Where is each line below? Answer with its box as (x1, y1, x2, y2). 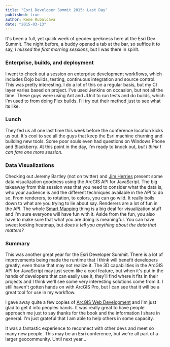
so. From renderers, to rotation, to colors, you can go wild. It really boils (5, 195, 155, 201)
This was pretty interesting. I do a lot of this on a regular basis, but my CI (5, 81, 157, 88)
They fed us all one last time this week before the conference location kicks (5, 127, 163, 133)
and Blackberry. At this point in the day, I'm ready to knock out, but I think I (5, 143, 161, 150)
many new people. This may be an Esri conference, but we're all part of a (5, 331, 158, 337)
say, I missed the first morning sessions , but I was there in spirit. (5, 46, 140, 52)
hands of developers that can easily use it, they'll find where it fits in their (5, 273, 158, 279)
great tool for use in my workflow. (5, 290, 76, 296)
